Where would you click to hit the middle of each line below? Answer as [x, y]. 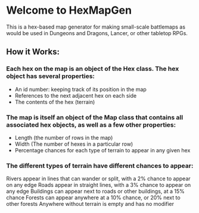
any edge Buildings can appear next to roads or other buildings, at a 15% [95, 192]
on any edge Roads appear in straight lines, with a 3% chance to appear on [99, 185]
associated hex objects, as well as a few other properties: [91, 124]
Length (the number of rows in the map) [64, 137]
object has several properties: [51, 76]
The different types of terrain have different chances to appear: [100, 165]
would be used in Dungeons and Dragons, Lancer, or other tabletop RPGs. [97, 33]
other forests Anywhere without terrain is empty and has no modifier [90, 204]
